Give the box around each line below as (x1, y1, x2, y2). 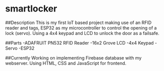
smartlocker (5, 3, 57, 14)
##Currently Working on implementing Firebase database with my (5, 54, 142, 60)
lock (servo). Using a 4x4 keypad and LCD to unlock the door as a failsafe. (5, 30, 159, 36)
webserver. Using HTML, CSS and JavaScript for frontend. (5, 60, 127, 66)
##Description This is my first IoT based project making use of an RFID (5, 19, 152, 25)
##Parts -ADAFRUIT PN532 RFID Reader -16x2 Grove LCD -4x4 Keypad (5, 39, 154, 45)
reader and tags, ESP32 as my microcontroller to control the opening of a (5, 24, 157, 30)
